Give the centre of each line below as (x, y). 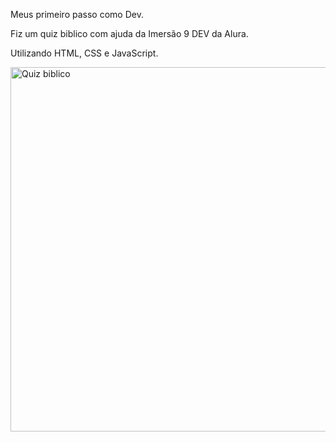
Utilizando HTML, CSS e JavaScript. (84, 53)
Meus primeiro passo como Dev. (77, 14)
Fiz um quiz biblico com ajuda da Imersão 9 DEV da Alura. (129, 33)
